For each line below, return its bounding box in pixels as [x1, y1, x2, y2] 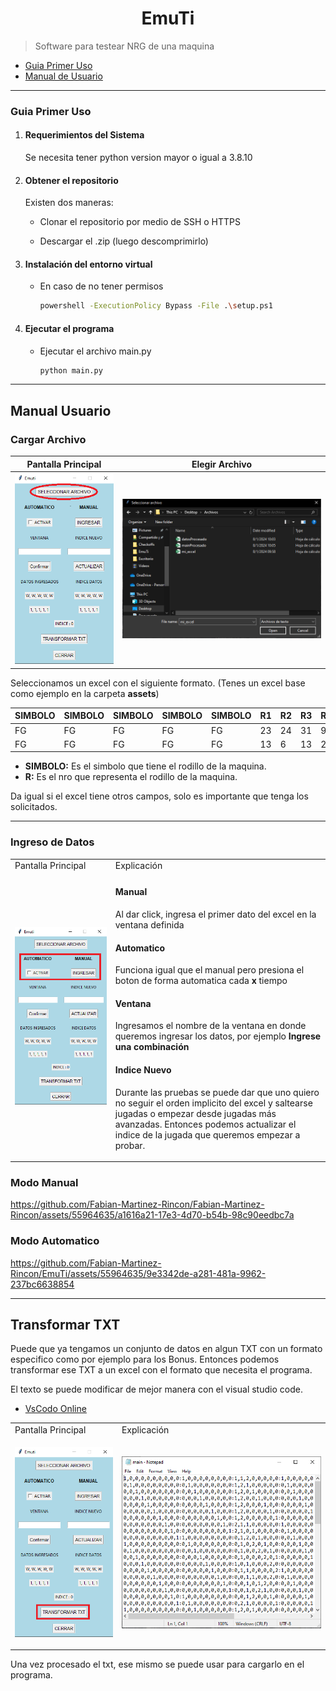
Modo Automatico [10, 1234, 100, 1248]
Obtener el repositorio [24, 174, 119, 186]
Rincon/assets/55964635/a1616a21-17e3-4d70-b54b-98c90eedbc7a [10, 1209, 295, 1221]
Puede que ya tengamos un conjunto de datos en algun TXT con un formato [10, 1343, 323, 1355]
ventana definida [114, 918, 185, 931]
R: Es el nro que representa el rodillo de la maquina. [24, 771, 238, 783]
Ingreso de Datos [10, 835, 95, 849]
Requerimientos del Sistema [24, 129, 145, 141]
